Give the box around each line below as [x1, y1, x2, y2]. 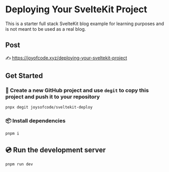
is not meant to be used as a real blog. [5, 26, 86, 32]
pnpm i [5, 131, 19, 136]
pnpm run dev [5, 162, 33, 167]
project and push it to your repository [5, 93, 100, 100]
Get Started [5, 72, 43, 80]
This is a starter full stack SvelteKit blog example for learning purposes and [5, 20, 164, 27]
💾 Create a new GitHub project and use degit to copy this [5, 87, 149, 94]
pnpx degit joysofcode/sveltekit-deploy [5, 105, 93, 110]
